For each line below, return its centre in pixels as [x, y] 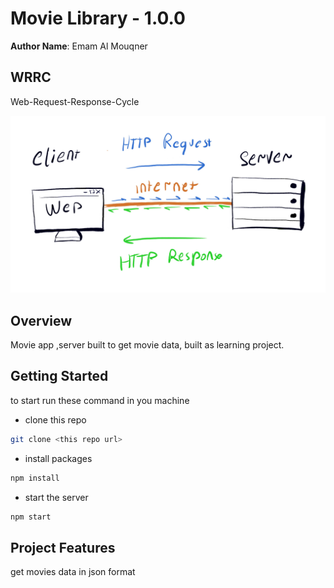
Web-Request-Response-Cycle [75, 101]
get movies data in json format [73, 572]
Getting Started [59, 376]
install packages [58, 458]
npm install [35, 478]
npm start [31, 517]
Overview [41, 320]
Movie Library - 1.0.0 [98, 18]
